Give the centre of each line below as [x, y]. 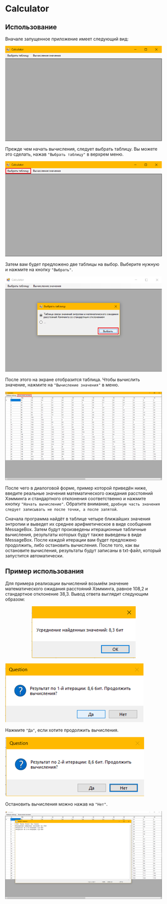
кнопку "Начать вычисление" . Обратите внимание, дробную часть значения [83, 504]
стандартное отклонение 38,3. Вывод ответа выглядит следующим [77, 594]
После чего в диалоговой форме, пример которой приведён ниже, [76, 488]
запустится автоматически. [34, 555]
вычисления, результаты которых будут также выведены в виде [73, 535]
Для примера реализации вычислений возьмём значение [67, 583]
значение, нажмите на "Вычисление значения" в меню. [62, 385]
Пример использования [44, 572]
